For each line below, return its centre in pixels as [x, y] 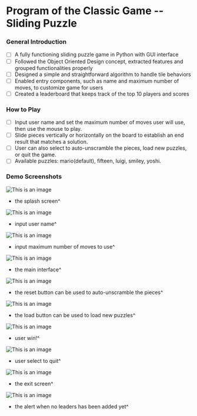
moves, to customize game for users [59, 87]
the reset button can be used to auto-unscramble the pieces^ [89, 292]
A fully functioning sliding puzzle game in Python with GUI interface [96, 55]
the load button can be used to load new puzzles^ [75, 315]
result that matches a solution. [51, 142]
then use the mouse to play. [48, 129]
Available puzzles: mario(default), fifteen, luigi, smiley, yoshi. [88, 161]
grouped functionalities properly [54, 68]
